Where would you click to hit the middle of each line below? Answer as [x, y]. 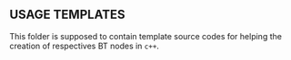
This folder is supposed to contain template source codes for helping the [145, 36]
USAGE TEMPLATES [67, 15]
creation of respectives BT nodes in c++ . [84, 46]
